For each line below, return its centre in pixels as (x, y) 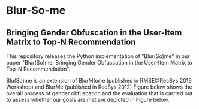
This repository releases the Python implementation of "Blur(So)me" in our (98, 56)
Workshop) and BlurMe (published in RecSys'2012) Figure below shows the (99, 87)
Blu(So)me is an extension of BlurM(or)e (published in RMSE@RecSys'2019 (99, 81)
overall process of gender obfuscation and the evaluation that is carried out (99, 93)
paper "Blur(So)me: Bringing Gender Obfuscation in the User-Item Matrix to (99, 63)
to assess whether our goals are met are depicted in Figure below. (88, 100)
